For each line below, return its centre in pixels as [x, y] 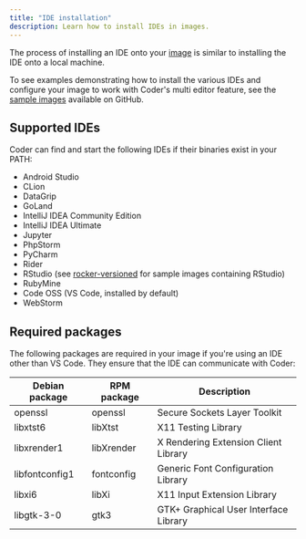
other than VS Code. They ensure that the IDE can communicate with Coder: [153, 363]
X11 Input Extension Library [217, 495]
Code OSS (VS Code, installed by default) [101, 294]
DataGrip [40, 196]
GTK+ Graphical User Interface [223, 510]
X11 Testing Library [200, 428]
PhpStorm [41, 245]
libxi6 [26, 495]
